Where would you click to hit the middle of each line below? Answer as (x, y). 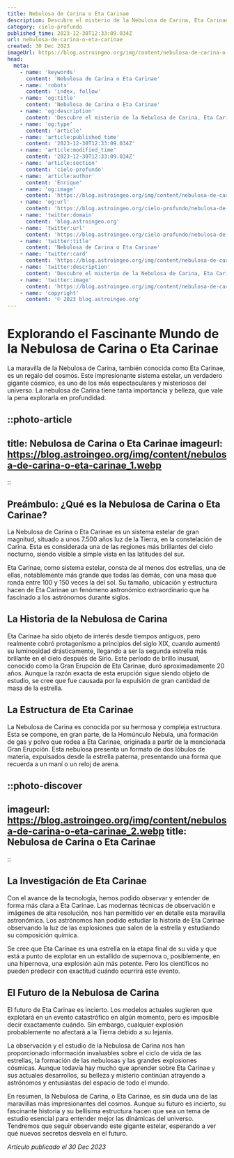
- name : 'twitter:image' (56, 280)
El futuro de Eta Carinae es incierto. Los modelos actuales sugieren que (110, 1009)
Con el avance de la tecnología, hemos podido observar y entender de (108, 897)
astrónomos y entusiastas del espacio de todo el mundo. (88, 1083)
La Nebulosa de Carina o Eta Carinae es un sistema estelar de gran (103, 532)
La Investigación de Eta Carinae (77, 881)
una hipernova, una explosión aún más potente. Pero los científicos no (108, 963)
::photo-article (40, 420)
